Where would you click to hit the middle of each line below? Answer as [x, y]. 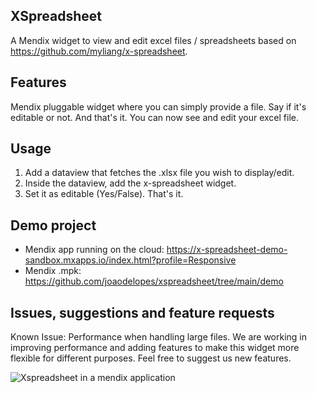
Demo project [53, 225]
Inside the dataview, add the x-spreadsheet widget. [130, 183]
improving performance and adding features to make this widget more [155, 348]
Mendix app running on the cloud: [94, 250]
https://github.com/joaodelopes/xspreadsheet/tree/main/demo [154, 281]
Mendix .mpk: [53, 271]
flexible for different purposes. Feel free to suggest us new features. [151, 358]
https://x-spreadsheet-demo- [227, 250]
